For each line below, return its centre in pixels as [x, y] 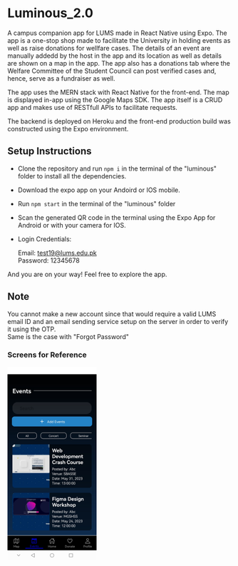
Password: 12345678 [48, 260]
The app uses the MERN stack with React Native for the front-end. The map [118, 92]
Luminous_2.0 [51, 13]
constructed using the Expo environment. [68, 128]
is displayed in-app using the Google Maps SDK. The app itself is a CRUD [115, 100]
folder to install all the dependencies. [72, 176]
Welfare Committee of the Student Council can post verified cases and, [112, 71]
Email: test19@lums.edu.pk [57, 253]
